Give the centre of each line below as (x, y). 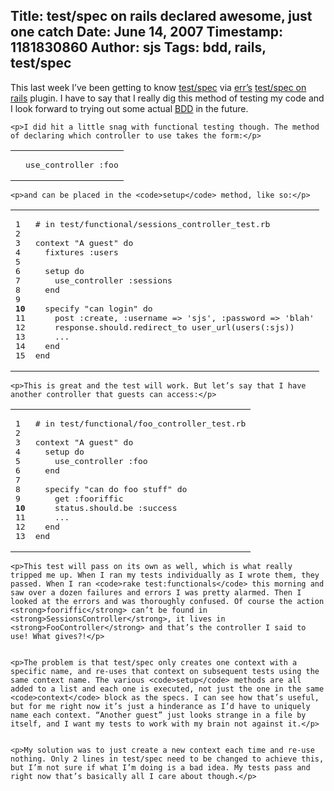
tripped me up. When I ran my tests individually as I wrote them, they (165, 575)
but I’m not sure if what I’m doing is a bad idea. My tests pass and (160, 767)
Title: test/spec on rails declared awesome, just (161, 16)
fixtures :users (81, 252)
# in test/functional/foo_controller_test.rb (140, 423)
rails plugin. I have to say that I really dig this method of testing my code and (167, 98)
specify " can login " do (98, 308)
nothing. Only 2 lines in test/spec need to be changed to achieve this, (167, 759)
